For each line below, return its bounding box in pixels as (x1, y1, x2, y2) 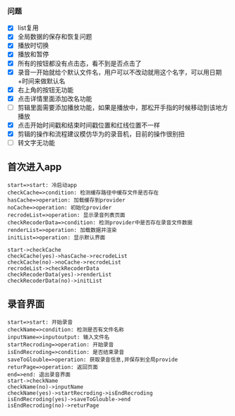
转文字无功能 (17, 138, 55, 147)
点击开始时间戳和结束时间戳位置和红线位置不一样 (17, 121, 160, 129)
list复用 (17, 23, 39, 32)
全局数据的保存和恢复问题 (17, 32, 92, 41)
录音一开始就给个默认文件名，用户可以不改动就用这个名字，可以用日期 (17, 68, 222, 76)
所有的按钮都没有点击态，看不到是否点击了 (17, 59, 142, 68)
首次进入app (7, 161, 62, 173)
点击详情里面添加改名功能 (17, 94, 92, 103)
